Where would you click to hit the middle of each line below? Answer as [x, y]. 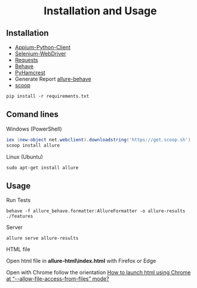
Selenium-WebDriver [41, 54]
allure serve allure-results [42, 239]
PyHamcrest [30, 72]
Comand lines [32, 114]
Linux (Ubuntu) [25, 157]
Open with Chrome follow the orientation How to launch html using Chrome [98, 272]
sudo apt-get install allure [42, 168]
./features [20, 216]
